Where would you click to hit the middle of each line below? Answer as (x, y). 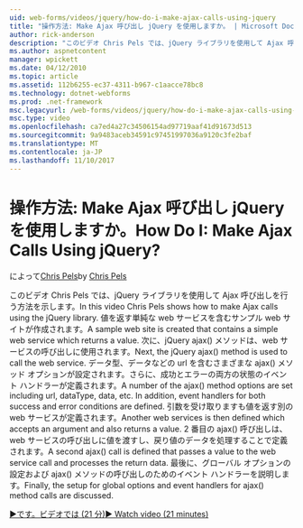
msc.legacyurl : (38, 110)
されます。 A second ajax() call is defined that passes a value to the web (143, 451)
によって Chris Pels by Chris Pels (68, 276)
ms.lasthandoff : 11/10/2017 (62, 160)
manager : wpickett (44, 60)
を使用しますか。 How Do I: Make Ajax (151, 230)
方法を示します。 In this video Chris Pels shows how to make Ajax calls (147, 307)
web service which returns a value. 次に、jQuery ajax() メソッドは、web (144, 340)
